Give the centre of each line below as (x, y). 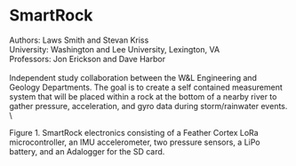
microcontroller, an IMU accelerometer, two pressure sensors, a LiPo (135, 142)
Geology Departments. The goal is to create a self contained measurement (146, 87)
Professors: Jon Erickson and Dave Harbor (88, 59)
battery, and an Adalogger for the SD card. (87, 151)
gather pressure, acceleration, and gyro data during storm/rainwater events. (148, 106)
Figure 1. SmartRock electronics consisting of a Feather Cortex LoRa (134, 132)
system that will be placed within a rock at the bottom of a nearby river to (143, 96)
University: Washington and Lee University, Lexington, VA (115, 49)
